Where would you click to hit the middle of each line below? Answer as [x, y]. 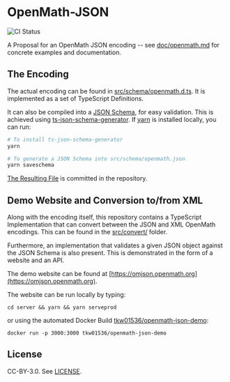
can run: [19, 127]
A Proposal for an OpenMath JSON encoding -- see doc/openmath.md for [113, 45]
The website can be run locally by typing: [67, 295]
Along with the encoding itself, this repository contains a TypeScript [105, 217]
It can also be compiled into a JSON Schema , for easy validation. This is [110, 112]
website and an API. [36, 260]
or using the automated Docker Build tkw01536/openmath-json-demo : [108, 321]
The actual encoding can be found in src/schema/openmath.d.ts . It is [106, 91]
